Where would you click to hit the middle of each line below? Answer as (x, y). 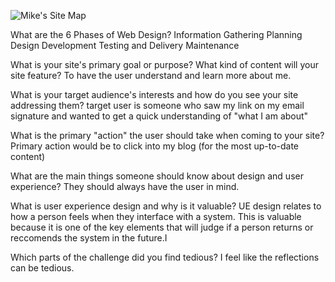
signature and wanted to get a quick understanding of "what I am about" (159, 116)
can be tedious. (42, 268)
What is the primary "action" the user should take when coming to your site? (167, 135)
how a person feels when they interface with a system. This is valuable (156, 216)
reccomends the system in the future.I (89, 238)
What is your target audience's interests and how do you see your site (154, 94)
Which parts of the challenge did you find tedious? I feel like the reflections (165, 257)
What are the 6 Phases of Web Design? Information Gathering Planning (156, 34)
